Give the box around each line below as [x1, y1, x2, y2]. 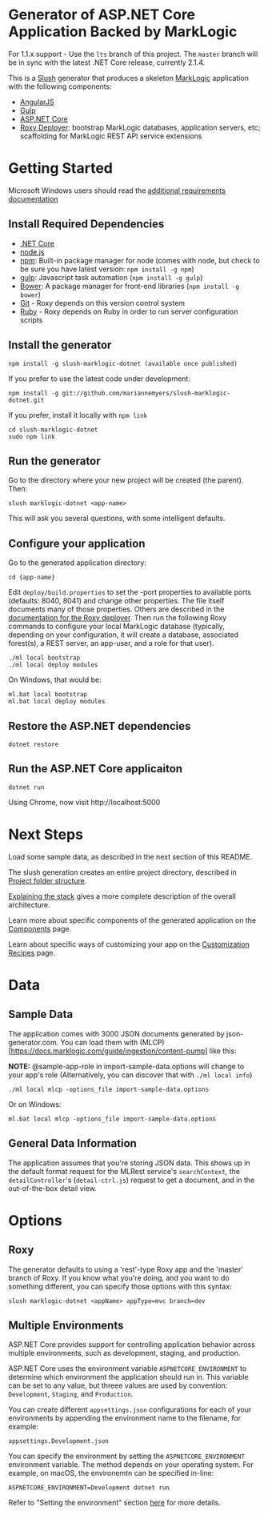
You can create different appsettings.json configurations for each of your [8, 1405, 252, 1414]
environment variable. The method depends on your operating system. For [8, 1460, 254, 1469]
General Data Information [8, 1136, 138, 1150]
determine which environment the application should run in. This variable [8, 1373, 250, 1382]
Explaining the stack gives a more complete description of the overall [8, 891, 236, 901]
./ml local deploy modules [8, 661, 98, 669]
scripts [19, 315, 43, 325]
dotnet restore [8, 740, 59, 748]
